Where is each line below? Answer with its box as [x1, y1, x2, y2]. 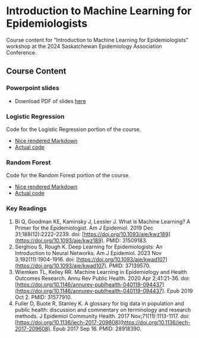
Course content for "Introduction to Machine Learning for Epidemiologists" [6, 36, 189, 43]
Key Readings [6, 205, 47, 213]
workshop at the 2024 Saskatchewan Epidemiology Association [6, 43, 162, 50]
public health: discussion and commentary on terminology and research [14, 306, 191, 313]
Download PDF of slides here [14, 97, 86, 104]
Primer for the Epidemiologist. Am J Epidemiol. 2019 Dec [14, 224, 153, 231]
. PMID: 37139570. [106, 262, 151, 269]
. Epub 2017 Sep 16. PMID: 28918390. [50, 325, 141, 332]
